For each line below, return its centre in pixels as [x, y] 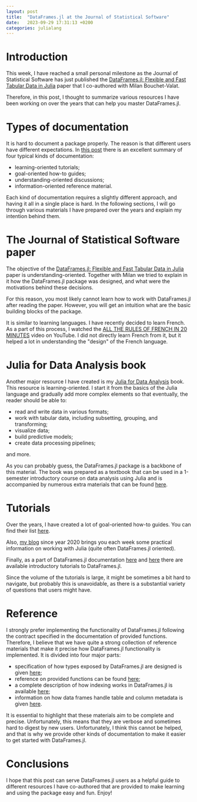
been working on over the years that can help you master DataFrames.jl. [94, 103]
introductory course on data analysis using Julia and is [96, 478]
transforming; [31, 424]
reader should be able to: [36, 400]
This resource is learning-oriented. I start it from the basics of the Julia [92, 388]
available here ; [32, 691]
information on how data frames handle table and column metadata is [99, 697]
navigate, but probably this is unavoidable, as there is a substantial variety [96, 583]
